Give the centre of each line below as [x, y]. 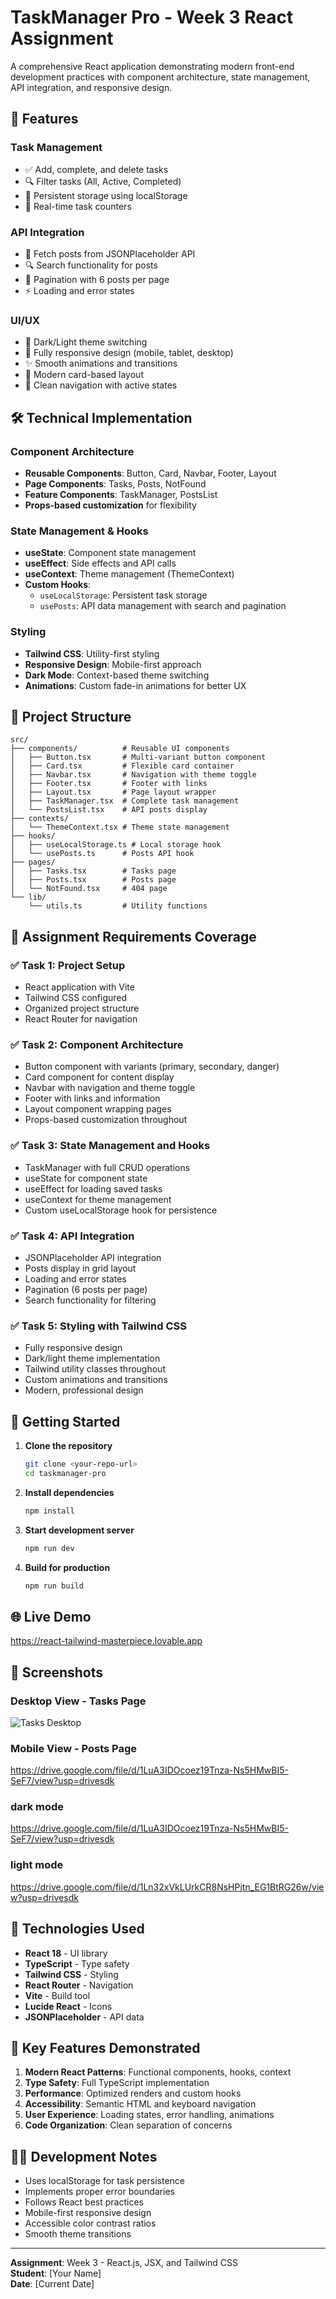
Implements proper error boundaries [99, 2192]
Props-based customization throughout [106, 1120]
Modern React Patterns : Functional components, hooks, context [158, 2072]
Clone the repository [68, 1445]
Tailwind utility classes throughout [95, 1369]
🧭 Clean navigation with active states [101, 385]
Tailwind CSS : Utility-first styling [92, 653]
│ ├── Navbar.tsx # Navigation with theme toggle [133, 775]
